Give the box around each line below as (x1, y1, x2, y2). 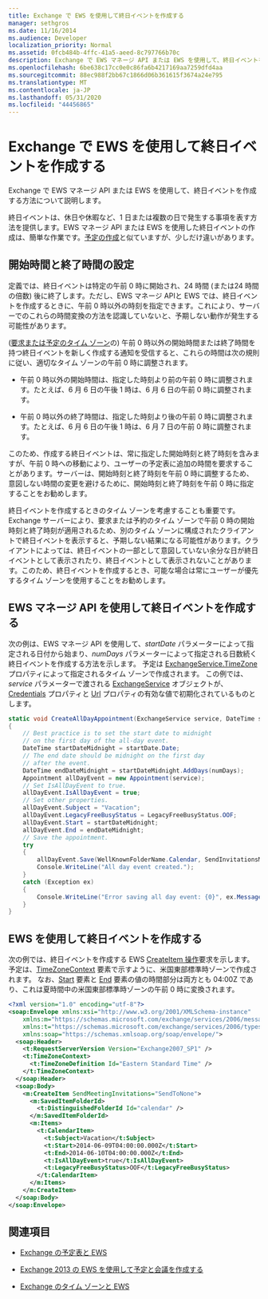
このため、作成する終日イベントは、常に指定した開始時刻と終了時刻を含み (8, 448, 253, 458)
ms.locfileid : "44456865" (8, 101, 94, 109)
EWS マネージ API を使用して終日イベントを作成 (8, 601, 246, 615)
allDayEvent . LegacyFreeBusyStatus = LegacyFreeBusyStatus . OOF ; (22, 812, 238, 820)
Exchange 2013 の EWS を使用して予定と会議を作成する (19, 1265, 203, 1274)
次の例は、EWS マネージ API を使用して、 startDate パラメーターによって (8, 638, 247, 648)
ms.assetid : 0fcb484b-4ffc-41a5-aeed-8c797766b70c (8, 49, 180, 57)
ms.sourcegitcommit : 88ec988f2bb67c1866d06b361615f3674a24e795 (8, 71, 223, 79)
